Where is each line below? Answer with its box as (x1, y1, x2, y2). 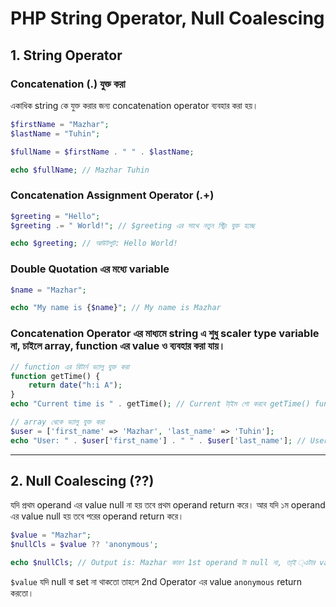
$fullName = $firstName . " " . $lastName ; (10, 147, 195, 157)
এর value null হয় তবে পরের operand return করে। (10, 510, 185, 522)
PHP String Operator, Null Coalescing (10, 7, 325, 30)
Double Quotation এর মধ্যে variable (10, 262, 170, 276)
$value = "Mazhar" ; (10, 530, 92, 541)
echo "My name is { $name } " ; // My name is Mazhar (10, 303, 222, 313)
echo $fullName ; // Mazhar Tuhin (10, 165, 150, 175)
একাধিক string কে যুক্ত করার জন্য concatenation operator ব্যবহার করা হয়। (10, 99, 259, 111)
